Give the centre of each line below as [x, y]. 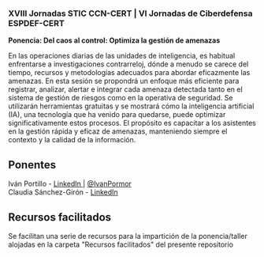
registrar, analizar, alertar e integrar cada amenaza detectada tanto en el [125, 89]
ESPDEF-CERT [36, 23]
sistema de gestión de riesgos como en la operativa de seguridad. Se [121, 98]
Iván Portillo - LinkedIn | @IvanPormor [70, 184]
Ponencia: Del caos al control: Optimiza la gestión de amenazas [114, 40]
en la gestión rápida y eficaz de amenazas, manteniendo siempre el [118, 131]
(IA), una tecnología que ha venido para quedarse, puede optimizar [117, 115]
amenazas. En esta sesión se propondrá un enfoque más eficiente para [124, 81]
